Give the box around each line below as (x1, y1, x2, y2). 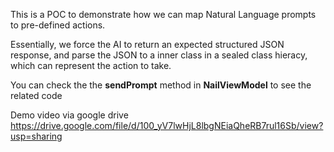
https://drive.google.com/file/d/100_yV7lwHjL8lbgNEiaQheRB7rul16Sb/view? (10, 120, 324, 131)
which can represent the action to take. (10, 60, 172, 71)
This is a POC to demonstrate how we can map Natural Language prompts (10, 9, 317, 20)
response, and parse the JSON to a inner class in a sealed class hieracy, (10, 49, 308, 61)
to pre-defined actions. (10, 19, 106, 31)
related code (10, 90, 63, 101)
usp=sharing (10, 130, 63, 142)
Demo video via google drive (10, 109, 129, 121)
